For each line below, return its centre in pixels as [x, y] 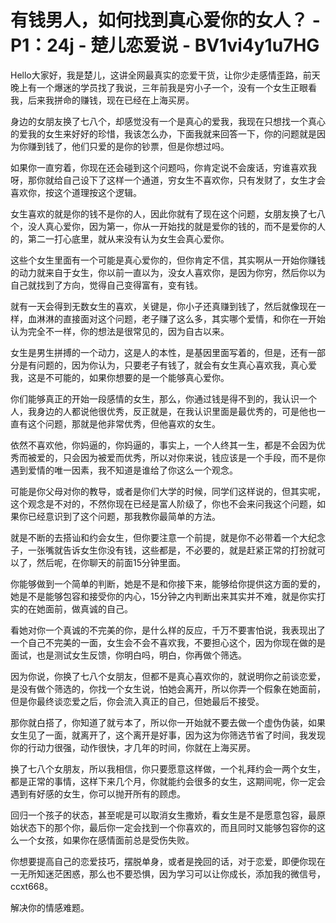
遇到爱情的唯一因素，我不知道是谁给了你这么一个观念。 [124, 470]
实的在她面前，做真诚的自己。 [71, 608]
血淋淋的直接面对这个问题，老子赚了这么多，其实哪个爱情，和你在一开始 [176, 318]
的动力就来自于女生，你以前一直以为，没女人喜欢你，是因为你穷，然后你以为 [168, 272]
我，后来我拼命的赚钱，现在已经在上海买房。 [102, 100]
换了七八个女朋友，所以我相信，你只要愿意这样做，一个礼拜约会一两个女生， [168, 768]
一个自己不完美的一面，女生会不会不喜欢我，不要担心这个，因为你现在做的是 [168, 642]
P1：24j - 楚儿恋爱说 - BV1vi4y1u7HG [165, 45]
